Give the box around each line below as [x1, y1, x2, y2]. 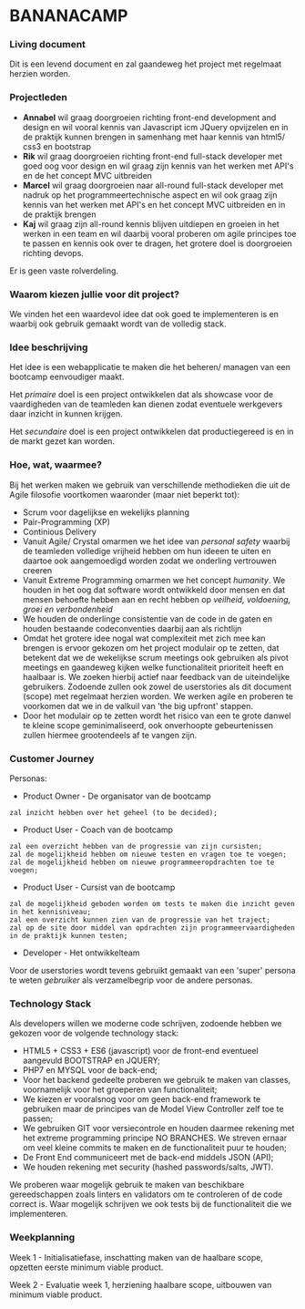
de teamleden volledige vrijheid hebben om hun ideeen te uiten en [22, 545, 271, 556]
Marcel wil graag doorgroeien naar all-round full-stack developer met [22, 180, 284, 191]
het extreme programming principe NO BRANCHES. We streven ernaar [22, 1132, 288, 1144]
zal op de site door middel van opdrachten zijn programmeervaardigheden [9, 922, 296, 933]
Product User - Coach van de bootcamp [22, 824, 174, 835]
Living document [9, 38, 86, 51]
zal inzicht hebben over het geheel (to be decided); [9, 808, 219, 817]
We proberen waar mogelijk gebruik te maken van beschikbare [9, 1180, 245, 1190]
